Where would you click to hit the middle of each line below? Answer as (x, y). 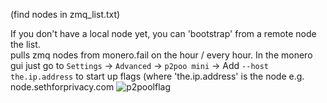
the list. (25, 44)
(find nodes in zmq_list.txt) (65, 14)
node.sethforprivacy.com (62, 87)
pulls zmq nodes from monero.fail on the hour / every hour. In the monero (161, 55)
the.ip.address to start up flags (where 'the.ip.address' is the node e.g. (157, 76)
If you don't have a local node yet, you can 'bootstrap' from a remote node (163, 33)
